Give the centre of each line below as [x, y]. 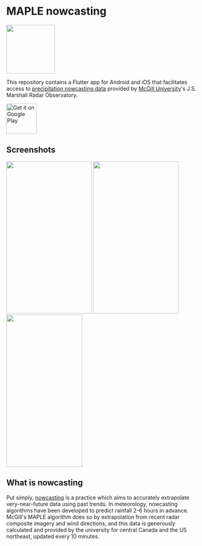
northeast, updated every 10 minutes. [53, 536]
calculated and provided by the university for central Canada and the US [96, 530]
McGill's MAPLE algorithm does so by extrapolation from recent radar [93, 517]
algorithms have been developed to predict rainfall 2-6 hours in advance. [98, 510]
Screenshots [31, 150]
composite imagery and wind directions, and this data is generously [91, 523]
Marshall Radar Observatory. [42, 95]
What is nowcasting [45, 483]
